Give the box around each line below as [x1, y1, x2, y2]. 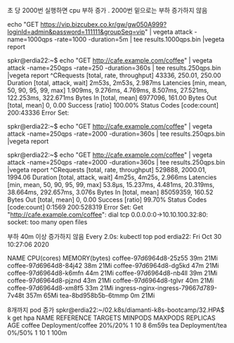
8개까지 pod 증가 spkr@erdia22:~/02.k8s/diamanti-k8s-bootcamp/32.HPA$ [7, 306, 225, 314]
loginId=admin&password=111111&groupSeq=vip [7, 27, 145, 36]
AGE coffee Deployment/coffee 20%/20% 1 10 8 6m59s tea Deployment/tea [7, 321, 227, 329]
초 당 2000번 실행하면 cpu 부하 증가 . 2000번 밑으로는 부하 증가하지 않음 [7, 6, 208, 14]
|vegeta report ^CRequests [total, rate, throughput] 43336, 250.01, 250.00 [7, 71, 221, 79]
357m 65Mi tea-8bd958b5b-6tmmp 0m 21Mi [25, 291, 155, 299]
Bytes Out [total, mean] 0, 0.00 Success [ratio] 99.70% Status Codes [7, 195, 207, 204]
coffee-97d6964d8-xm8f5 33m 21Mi [7, 284, 114, 292]
